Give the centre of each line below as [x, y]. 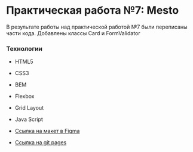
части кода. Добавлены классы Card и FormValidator [73, 33]
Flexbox [24, 97]
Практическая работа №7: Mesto [93, 10]
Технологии [24, 48]
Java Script [29, 119]
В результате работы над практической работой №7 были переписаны [97, 27]
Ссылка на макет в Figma [47, 131]
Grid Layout [29, 108]
